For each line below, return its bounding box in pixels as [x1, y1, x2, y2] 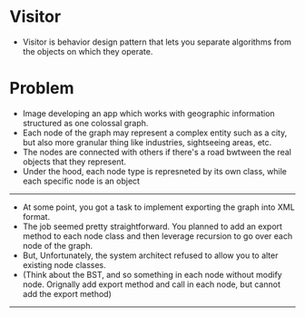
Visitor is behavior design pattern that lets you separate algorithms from [22, 36, 292, 47]
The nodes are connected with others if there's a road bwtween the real [22, 146, 292, 157]
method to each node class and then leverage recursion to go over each [22, 230, 293, 242]
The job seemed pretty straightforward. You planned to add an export [22, 221, 283, 232]
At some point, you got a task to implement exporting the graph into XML [22, 202, 295, 213]
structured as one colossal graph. [22, 117, 149, 128]
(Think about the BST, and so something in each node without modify [22, 269, 283, 280]
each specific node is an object [22, 175, 141, 186]
